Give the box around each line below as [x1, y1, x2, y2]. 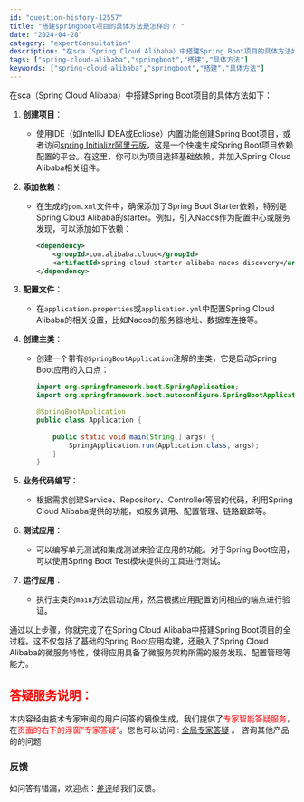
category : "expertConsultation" [9, 38, 131, 48]
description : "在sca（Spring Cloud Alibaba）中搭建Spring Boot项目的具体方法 [9, 47, 292, 56]
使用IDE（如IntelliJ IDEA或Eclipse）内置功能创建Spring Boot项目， [35, 128, 283, 138]
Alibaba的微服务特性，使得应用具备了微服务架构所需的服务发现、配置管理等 [9, 647, 291, 658]
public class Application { [35, 415, 142, 425]
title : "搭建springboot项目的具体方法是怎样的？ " [9, 22, 185, 31]
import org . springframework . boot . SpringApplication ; [35, 382, 240, 392]
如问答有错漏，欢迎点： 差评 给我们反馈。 [9, 783, 160, 794]
